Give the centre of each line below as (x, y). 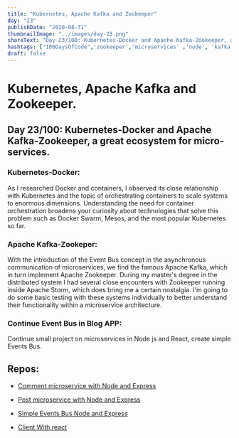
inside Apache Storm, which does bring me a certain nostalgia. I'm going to (118, 290)
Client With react (42, 427)
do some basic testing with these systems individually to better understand (117, 298)
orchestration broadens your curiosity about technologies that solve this (113, 210)
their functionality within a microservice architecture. (85, 305)
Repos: (23, 369)
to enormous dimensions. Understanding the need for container (101, 203)
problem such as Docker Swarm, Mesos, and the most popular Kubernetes (117, 218)
